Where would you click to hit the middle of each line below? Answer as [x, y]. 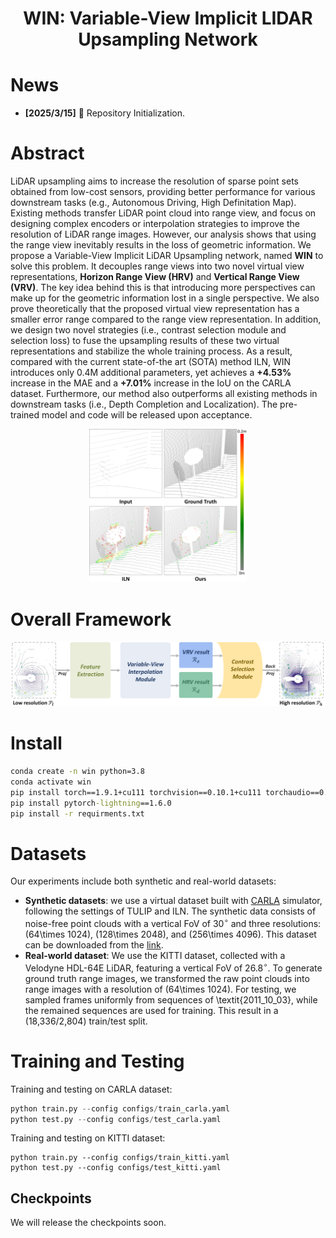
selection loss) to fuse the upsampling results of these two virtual [145, 341]
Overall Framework [91, 619]
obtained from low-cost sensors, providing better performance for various [163, 192]
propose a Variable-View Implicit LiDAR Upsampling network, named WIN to [167, 256]
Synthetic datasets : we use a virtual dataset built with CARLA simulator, [173, 901]
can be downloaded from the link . [94, 945]
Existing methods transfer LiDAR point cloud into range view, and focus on [163, 213]
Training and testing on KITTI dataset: [88, 1138]
